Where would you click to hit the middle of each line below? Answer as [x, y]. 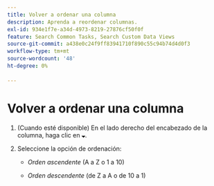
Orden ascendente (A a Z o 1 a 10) [76, 162]
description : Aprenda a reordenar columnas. [72, 22]
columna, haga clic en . [52, 135]
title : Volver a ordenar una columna [62, 15]
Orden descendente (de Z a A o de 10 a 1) [87, 175]
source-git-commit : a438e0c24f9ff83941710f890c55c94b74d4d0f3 [99, 44]
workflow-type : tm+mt [38, 51]
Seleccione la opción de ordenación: [69, 149]
